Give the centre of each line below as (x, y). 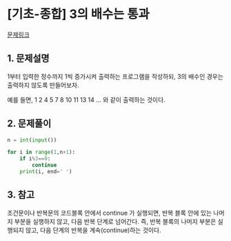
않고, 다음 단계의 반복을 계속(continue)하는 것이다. (93, 230)
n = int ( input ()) (32, 140)
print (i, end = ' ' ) (46, 172)
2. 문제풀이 (29, 124)
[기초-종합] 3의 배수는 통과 (78, 14)
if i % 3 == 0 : (35, 159)
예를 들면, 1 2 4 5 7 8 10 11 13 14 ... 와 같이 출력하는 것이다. (86, 99)
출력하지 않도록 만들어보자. (43, 85)
